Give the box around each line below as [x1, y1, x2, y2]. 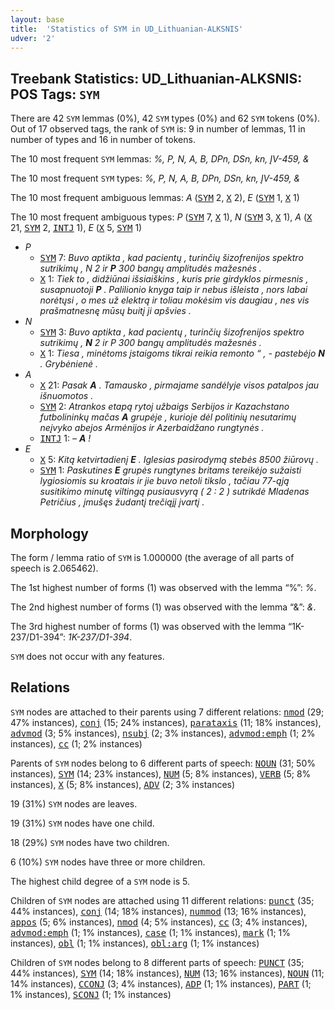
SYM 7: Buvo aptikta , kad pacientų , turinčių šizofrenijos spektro [39, 252, 304, 264]
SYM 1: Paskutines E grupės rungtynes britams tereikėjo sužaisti [39, 464, 302, 476]
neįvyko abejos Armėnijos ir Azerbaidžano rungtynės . [39, 422, 265, 434]
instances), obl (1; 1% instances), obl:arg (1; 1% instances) [10, 937, 260, 949]
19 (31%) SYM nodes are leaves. [10, 797, 138, 810]
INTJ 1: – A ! [39, 432, 92, 445]
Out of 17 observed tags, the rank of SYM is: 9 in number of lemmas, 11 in [10, 123, 306, 135]
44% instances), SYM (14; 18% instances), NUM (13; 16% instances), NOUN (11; [10, 967, 325, 979]
